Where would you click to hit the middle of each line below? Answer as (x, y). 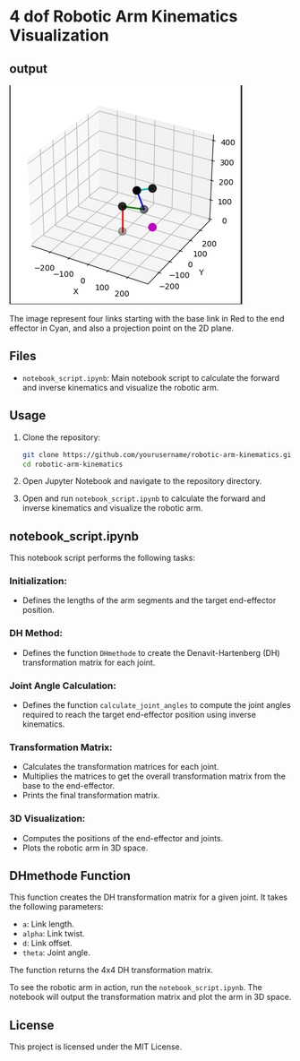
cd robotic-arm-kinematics (73, 464)
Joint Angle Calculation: (63, 686)
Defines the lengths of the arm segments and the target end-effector (149, 600)
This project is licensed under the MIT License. (96, 1047)
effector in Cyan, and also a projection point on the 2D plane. (122, 328)
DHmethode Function (70, 876)
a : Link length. (48, 924)
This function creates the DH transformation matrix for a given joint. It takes (149, 897)
